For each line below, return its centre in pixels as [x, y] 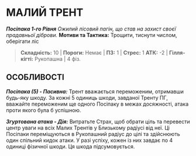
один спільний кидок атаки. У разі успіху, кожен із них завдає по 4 [90, 140]
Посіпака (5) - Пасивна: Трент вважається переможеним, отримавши [95, 91]
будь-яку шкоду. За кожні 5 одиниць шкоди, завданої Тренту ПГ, [87, 97]
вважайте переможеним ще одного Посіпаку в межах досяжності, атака [97, 104]
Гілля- [177, 52]
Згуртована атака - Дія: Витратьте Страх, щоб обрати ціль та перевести [98, 121]
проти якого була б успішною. [44, 110]
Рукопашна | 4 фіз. [57, 59]
